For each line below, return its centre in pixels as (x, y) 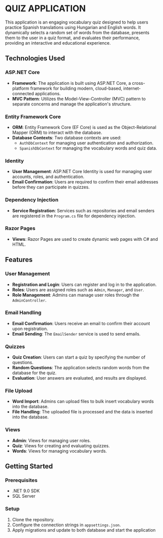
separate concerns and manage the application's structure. (72, 104)
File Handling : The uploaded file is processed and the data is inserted (82, 412)
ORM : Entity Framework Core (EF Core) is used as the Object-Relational (84, 127)
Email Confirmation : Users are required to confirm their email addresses (85, 182)
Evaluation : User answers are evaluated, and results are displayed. (80, 378)
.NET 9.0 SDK (26, 491)
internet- (132, 88)
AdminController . (29, 300)
